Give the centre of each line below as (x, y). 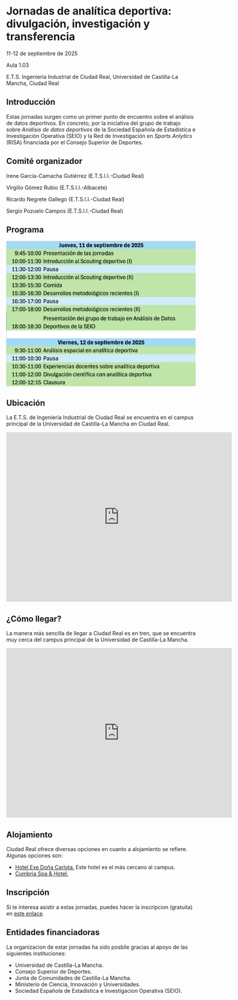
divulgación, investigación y (78, 24)
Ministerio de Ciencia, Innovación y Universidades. (78, 984)
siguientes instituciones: (36, 953)
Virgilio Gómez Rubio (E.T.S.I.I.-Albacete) (57, 187)
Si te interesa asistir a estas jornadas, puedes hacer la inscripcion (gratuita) (99, 907)
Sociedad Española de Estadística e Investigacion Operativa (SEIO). (98, 990)
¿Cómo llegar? (34, 619)
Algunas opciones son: (35, 856)
